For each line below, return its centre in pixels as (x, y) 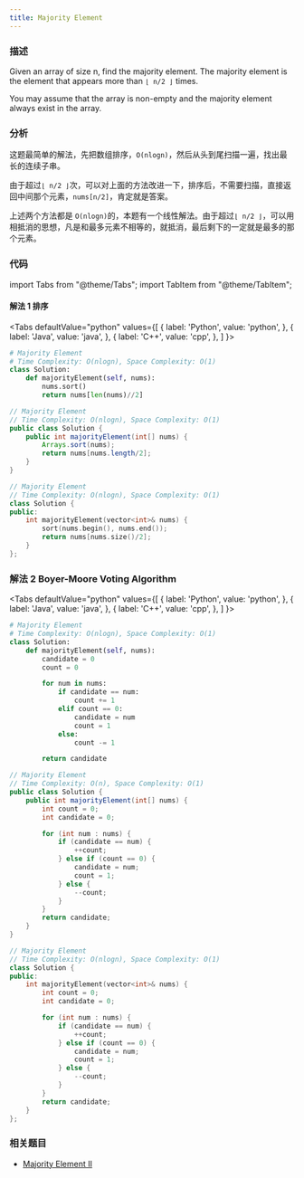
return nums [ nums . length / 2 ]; (97, 453)
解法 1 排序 (29, 306)
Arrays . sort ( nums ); (79, 445)
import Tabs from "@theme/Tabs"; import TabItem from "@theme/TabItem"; (151, 284)
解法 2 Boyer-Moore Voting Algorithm (93, 578)
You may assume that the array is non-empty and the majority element (141, 98)
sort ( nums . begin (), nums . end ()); (105, 529)
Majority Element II (57, 1164)
